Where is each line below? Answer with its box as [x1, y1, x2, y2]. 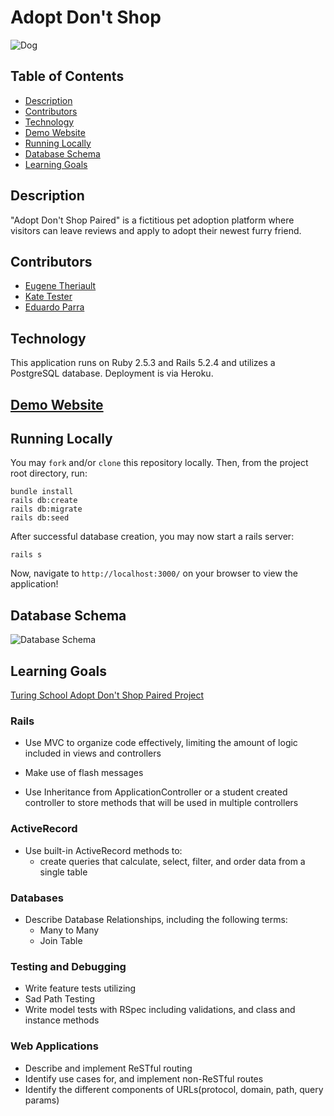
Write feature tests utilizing [24, 982, 137, 995]
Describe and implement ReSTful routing [24, 1062, 193, 1074]
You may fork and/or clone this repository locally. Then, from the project [10, 457, 309, 469]
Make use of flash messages [24, 767, 144, 779]
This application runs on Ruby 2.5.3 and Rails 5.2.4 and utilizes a [10, 357, 276, 369]
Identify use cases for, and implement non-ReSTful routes [24, 1072, 264, 1085]
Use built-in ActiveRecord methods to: [24, 844, 183, 856]
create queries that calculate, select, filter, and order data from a [39, 855, 306, 867]
